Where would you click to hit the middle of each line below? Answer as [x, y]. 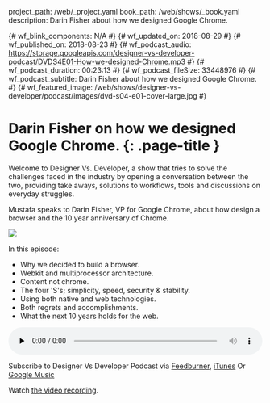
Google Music [31, 374]
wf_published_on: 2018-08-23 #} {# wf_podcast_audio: [100, 44]
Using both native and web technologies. [88, 299]
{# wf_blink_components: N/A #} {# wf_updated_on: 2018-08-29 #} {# [125, 36]
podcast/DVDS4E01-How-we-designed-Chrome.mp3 [97, 61]
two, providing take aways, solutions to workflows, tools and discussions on [134, 185]
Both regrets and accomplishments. [79, 307]
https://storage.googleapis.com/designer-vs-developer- [102, 53]
